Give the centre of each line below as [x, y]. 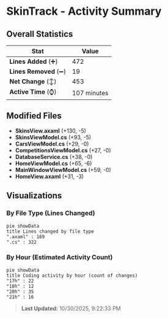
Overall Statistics [40, 34]
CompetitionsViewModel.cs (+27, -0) [63, 150]
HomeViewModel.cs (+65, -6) [53, 163]
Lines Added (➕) [34, 61]
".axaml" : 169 [26, 237]
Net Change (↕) [33, 81]
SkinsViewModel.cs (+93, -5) [53, 137]
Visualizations [34, 196]
